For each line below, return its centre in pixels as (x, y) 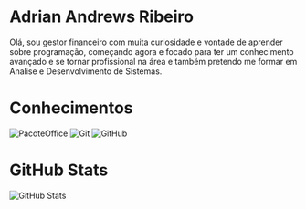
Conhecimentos (71, 108)
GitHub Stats (59, 170)
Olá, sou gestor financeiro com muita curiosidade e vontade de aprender (146, 42)
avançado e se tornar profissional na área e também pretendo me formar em (153, 61)
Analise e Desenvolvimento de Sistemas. (86, 71)
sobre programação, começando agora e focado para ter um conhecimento (152, 51)
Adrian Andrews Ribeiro (102, 17)
